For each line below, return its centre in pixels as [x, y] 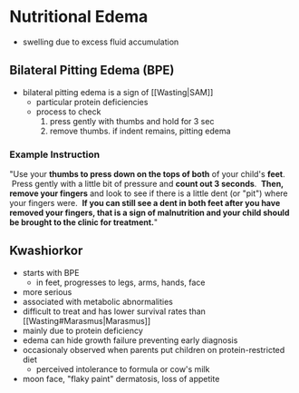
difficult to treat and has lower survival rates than [114, 311]
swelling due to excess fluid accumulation [101, 42]
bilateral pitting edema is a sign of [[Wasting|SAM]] [118, 92]
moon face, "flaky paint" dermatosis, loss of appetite [121, 378]
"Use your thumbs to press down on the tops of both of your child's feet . [147, 174]
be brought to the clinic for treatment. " [84, 222]
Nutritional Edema [79, 17]
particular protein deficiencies [92, 102]
